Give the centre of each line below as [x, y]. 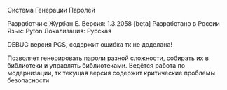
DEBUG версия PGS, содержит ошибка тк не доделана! [90, 44]
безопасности [28, 80]
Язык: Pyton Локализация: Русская [60, 31]
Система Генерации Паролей [51, 10]
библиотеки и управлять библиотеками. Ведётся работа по [96, 65]
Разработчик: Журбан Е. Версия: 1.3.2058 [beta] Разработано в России [113, 23]
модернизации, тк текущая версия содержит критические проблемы [111, 73]
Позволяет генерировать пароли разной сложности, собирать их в [108, 58]
